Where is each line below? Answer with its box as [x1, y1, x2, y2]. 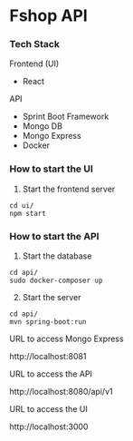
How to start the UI [9, 162, 93, 175]
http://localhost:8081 [9, 351, 87, 362]
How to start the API [9, 230, 100, 242]
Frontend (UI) [9, 58, 60, 69]
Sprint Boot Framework [22, 111, 109, 122]
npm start [9, 209, 47, 218]
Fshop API [9, 5, 88, 26]
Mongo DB [22, 121, 63, 132]
